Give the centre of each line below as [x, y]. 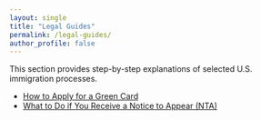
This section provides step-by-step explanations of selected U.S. [131, 69]
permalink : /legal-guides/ [60, 35]
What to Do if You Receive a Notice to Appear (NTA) [120, 106]
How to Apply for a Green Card [80, 96]
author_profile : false [52, 43]
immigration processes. [54, 79]
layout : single [38, 18]
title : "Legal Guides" [52, 26]
